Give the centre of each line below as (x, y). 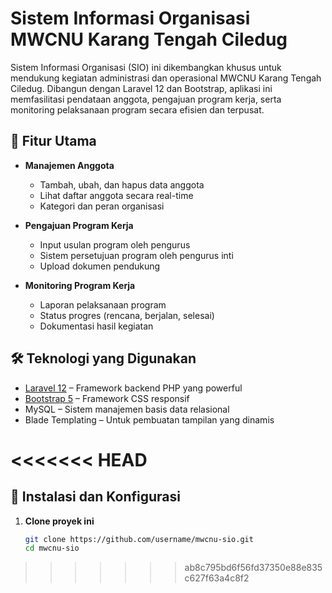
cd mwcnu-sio (52, 548)
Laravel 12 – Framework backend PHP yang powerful (133, 388)
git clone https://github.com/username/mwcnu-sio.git (139, 539)
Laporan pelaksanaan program (103, 304)
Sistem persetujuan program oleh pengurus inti (136, 255)
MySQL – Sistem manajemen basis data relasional (127, 409)
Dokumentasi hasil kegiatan (96, 326)
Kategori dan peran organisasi (102, 206)
